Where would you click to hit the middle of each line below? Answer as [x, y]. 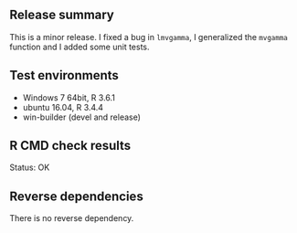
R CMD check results [70, 146]
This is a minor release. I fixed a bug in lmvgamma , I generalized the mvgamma [148, 37]
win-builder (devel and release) [82, 117]
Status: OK [30, 167]
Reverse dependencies [76, 196]
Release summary [62, 15]
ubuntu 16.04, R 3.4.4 [63, 107]
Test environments [64, 75]
